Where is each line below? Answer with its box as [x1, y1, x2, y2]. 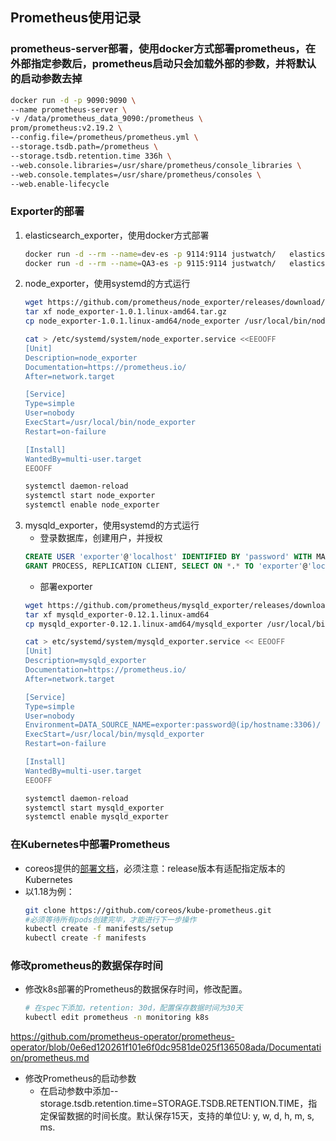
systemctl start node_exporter [24, 491, 156, 501]
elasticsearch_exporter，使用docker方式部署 [24, 229, 210, 241]
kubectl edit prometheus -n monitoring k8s [24, 1013, 210, 1023]
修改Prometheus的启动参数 [24, 1073, 137, 1085]
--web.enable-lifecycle [10, 179, 110, 189]
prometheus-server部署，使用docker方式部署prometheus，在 [10, 42, 317, 56]
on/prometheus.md [10, 1052, 90, 1064]
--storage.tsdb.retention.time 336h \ [10, 151, 172, 161]
